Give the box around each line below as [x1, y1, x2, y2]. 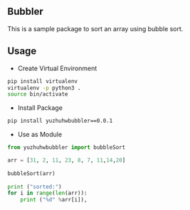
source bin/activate [7, 91, 69, 98]
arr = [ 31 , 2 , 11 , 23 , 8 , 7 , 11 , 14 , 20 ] [7, 157, 126, 164]
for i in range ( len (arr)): [7, 189, 88, 197]
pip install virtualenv [7, 77, 78, 84]
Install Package [17, 104, 63, 112]
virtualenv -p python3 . [7, 84, 81, 92]
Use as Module [17, 131, 63, 139]
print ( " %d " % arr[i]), [20, 197, 88, 204]
